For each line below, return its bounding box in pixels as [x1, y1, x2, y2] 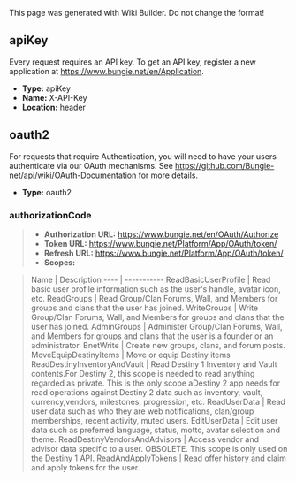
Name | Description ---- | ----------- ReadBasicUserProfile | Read [30, 274, 271, 285]
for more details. [138, 170, 199, 180]
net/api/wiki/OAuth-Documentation [9, 170, 137, 180]
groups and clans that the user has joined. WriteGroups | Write [30, 302, 259, 313]
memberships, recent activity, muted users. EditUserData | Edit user [30, 415, 278, 425]
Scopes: [43, 256, 76, 268]
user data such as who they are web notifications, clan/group [30, 406, 254, 416]
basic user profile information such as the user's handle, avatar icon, [30, 283, 281, 294]
